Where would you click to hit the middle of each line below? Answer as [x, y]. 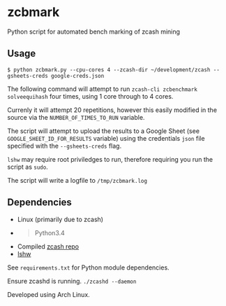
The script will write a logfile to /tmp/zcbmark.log [77, 180]
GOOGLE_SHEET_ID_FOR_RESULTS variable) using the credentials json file [106, 138]
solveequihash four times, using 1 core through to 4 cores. [90, 96]
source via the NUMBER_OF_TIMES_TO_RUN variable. [76, 117]
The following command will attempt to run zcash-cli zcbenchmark [102, 89]
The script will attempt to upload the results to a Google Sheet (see [104, 131]
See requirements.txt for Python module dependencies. [88, 267]
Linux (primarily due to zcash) [60, 219]
